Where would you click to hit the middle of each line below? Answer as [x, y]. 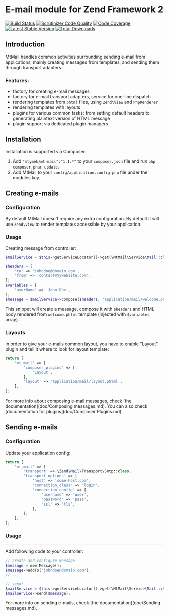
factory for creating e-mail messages [51, 91]
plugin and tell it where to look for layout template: [57, 349]
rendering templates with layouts [47, 107]
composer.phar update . [36, 166]
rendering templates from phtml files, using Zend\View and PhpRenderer [85, 102]
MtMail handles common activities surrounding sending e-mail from [75, 57]
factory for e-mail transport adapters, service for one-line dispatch [81, 97]
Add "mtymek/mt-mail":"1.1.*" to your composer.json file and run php [84, 161]
